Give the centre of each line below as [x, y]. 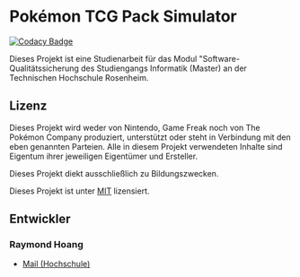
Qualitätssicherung [44, 68]
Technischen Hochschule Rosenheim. [79, 77]
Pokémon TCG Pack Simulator [124, 17]
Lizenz [28, 106]
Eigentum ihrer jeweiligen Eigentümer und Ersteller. [104, 156]
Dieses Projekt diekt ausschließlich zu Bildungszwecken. [114, 173]
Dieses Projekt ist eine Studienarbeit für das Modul [103, 58]
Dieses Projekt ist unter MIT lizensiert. [79, 191]
